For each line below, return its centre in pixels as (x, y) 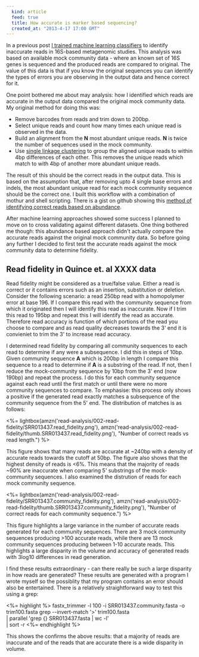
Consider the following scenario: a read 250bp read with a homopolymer (95, 296)
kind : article (29, 12)
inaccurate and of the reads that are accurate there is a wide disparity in (95, 643)
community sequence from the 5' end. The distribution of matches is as (94, 403)
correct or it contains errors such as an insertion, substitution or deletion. (96, 290)
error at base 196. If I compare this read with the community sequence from (99, 303)
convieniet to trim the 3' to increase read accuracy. (69, 334)
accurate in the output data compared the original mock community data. (96, 102)
